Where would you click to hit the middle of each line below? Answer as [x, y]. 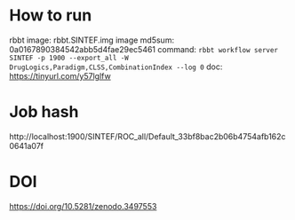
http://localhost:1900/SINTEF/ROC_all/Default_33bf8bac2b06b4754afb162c [147, 136]
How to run [51, 16]
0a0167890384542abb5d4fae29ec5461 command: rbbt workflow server [144, 49]
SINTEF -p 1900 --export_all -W [69, 58]
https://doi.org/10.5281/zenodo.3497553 [83, 206]
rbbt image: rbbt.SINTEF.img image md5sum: [92, 40]
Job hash [44, 112]
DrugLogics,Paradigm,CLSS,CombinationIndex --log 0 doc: [116, 67]
